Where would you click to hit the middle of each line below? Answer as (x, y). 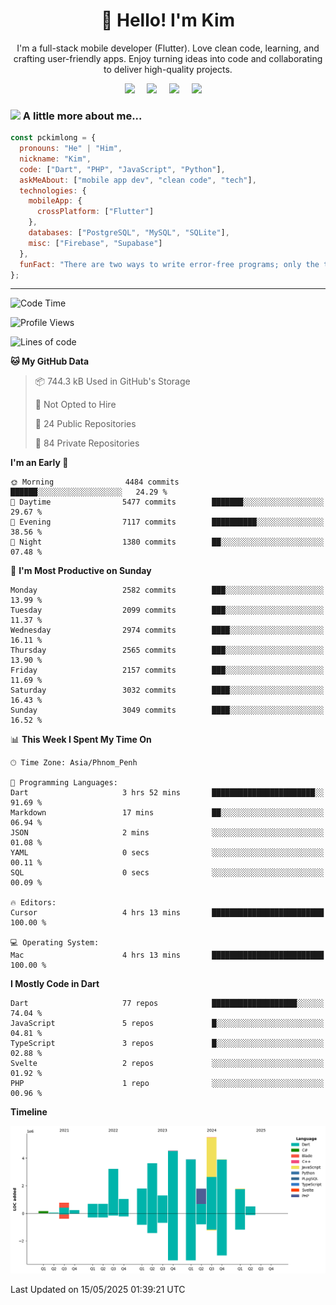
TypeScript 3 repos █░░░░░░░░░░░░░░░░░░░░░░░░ (167, 1044)
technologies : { (53, 190)
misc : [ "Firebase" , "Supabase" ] (95, 243)
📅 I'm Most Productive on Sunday (81, 571)
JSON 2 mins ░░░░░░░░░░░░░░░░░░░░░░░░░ (167, 833)
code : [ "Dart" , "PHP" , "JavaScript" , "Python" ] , (122, 169)
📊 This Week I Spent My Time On (81, 740)
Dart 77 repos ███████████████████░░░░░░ (167, 1004)
